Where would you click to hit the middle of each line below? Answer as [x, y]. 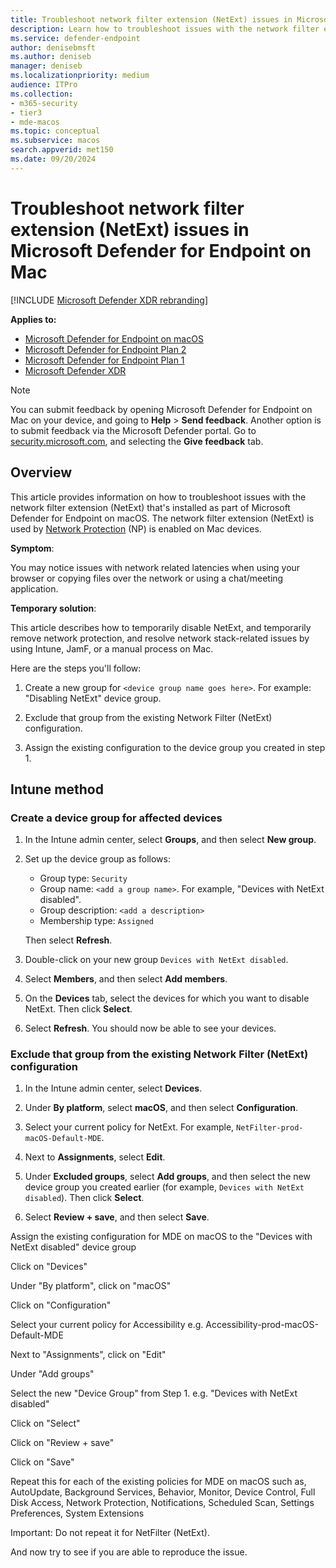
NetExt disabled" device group [73, 1247]
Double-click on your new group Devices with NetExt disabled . [156, 960]
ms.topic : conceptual [55, 131]
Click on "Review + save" [62, 1443]
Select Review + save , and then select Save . [117, 1217]
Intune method [57, 789]
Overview [41, 472]
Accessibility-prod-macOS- [262, 1325]
